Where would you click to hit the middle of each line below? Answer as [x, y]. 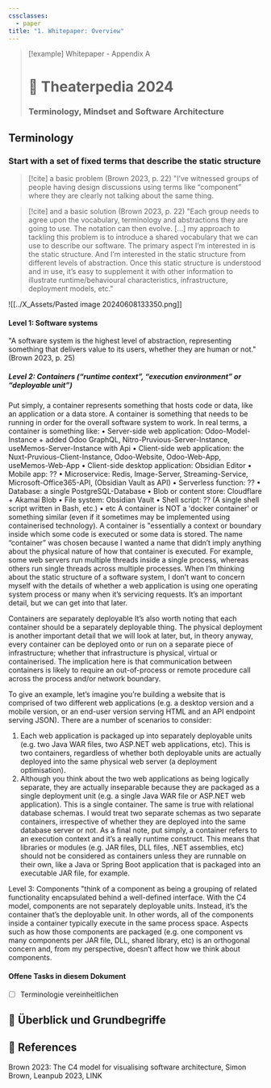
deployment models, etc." [71, 289]
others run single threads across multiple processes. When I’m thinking [126, 569]
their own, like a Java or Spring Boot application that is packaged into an [140, 865]
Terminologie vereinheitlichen [69, 994]
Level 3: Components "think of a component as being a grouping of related [133, 889]
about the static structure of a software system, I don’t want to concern [127, 577]
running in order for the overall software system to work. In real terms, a [128, 423]
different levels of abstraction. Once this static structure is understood [145, 263]
